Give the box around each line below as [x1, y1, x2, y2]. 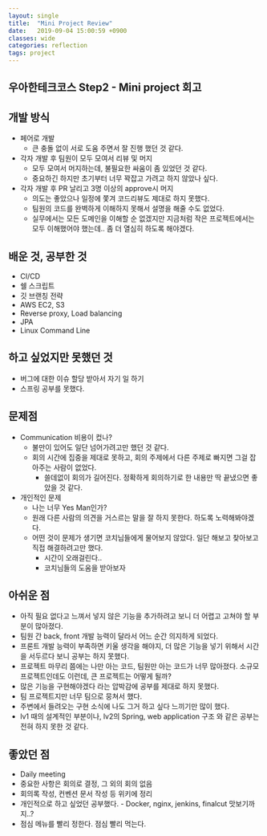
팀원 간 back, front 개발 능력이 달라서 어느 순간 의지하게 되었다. [19, 631, 219, 641]
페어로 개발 [19, 133, 55, 143]
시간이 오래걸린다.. [43, 553, 103, 562]
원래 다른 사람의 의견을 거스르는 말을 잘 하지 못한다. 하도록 [31, 512, 214, 522]
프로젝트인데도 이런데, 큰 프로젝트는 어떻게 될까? [19, 671, 172, 681]
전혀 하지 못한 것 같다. [19, 722, 89, 732]
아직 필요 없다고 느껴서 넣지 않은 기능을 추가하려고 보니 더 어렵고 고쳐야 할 [19, 611, 251, 621]
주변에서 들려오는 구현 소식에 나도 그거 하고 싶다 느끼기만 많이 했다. [19, 702, 230, 712]
